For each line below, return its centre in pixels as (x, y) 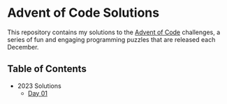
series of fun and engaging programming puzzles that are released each (111, 39)
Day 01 (37, 93)
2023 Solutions (39, 86)
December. (23, 47)
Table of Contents (47, 69)
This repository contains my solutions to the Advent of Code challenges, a (114, 32)
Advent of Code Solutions (83, 13)
